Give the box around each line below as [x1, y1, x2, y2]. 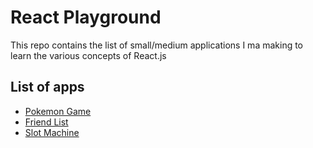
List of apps [10, 79, 85, 96]
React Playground [10, 6, 162, 29]
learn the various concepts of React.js [10, 49, 167, 61]
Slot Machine [24, 126, 80, 138]
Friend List [24, 116, 69, 128]
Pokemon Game [24, 105, 92, 117]
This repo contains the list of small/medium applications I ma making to [10, 39, 304, 51]
